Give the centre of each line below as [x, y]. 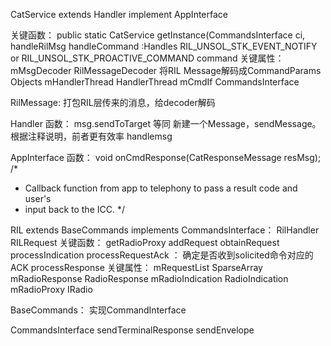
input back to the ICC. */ [74, 209]
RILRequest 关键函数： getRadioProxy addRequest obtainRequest [145, 242]
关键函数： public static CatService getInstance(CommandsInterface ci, [158, 35]
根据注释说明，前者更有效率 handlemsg [91, 136]
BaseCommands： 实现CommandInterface [98, 310]
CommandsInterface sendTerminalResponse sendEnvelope [132, 330]
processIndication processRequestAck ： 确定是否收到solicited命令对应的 [162, 255]
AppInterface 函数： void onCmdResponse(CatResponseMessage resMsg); [166, 157]
